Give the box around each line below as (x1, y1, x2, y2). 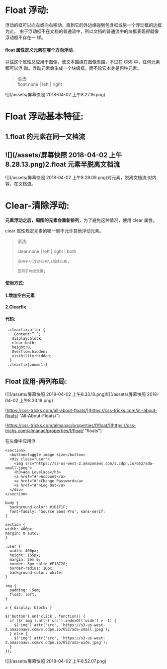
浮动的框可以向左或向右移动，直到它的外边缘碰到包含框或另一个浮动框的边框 (5, 22, 162, 28)
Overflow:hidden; (11, 349, 48, 354)
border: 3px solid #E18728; (9, 562, 68, 567)
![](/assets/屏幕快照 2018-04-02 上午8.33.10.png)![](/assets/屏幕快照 (5, 391, 146, 397)
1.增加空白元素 (5, 292, 35, 298)
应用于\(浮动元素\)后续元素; (17, 259, 70, 264)
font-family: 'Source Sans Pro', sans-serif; (9, 509, 106, 514)
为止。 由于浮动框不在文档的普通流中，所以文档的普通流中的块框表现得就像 (5, 28, 159, 34)
